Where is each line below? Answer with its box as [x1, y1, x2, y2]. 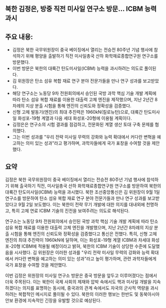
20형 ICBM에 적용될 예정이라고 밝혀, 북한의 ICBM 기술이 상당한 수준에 [10, 243, 147, 249]
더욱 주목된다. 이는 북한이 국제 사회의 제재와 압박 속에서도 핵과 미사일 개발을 [5, 279, 152, 285]
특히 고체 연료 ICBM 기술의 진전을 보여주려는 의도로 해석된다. [11, 208, 130, 214]
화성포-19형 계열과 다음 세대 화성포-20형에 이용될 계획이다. [17, 115, 132, 121]
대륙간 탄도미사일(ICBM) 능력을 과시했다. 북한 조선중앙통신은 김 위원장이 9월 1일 [5, 189, 160, 195]
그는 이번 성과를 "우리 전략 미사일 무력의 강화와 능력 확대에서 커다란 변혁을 [12, 134, 156, 140]
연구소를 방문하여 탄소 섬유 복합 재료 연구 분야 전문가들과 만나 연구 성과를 [5, 195, 147, 201]
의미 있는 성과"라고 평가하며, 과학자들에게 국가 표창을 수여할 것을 [25, 140, 151, 146]
